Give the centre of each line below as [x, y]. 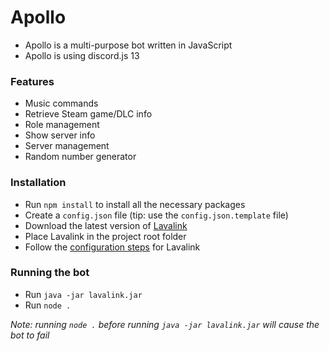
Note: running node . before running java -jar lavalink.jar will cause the [165, 324]
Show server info [60, 135]
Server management [67, 146]
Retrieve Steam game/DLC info [88, 114]
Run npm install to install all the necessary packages [135, 204]
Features [32, 81]
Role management [62, 125]
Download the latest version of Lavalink [106, 225]
